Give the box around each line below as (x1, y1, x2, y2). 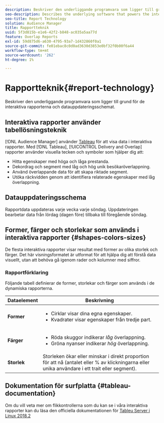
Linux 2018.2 (5, 413, 31, 419)
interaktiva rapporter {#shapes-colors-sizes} (5, 233, 146, 242)
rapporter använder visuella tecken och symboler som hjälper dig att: (5, 149, 144, 155)
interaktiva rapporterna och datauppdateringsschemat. (5, 104, 116, 110)
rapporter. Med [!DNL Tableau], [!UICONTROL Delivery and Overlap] (5, 144, 143, 150)
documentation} (5, 389, 56, 398)
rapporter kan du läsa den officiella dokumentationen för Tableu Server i (5, 407, 150, 413)
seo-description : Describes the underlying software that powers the (5, 12, 150, 17)
